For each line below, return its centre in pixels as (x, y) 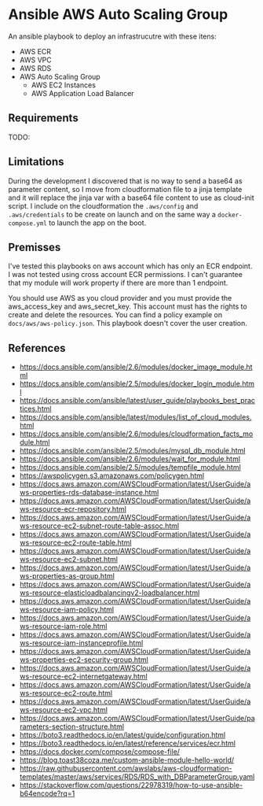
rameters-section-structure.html (71, 727)
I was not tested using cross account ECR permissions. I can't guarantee (126, 275)
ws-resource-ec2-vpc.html (64, 710)
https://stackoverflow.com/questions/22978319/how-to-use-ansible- (131, 786)
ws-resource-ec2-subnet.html (68, 560)
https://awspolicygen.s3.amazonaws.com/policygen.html (112, 476)
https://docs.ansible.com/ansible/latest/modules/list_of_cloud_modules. (135, 417)
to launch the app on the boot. (97, 223)
